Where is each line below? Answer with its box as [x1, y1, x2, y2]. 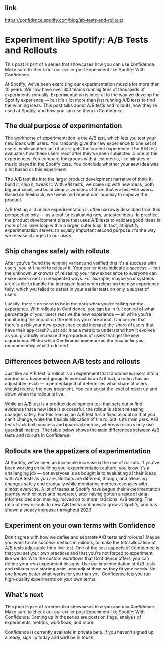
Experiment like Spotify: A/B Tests [5, 35, 149, 45]
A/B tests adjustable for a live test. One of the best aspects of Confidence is [5, 545, 159, 551]
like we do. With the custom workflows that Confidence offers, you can [5, 555, 149, 561]
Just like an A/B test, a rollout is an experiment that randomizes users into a [5, 370, 159, 377]
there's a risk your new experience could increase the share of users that [5, 322, 154, 328]
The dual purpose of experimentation [5, 122, 122, 130]
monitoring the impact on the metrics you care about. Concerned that [5, 317, 146, 323]
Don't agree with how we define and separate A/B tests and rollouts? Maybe [5, 534, 160, 540]
